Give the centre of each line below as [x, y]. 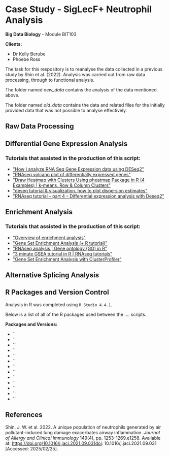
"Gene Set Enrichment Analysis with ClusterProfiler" [67, 259]
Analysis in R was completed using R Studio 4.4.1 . [59, 304]
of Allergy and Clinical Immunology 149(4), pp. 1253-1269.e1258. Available [83, 438]
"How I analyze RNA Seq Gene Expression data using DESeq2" [78, 169]
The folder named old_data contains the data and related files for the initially [85, 105]
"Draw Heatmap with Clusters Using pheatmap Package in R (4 [78, 180]
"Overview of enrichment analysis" [49, 238]
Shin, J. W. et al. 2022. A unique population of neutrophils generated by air [83, 427]
